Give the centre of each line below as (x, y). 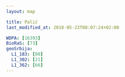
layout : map (21, 11)
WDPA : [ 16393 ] (23, 38)
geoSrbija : (19, 49)
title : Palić (22, 22)
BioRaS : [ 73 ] (22, 43)
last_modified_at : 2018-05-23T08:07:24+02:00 (62, 27)
